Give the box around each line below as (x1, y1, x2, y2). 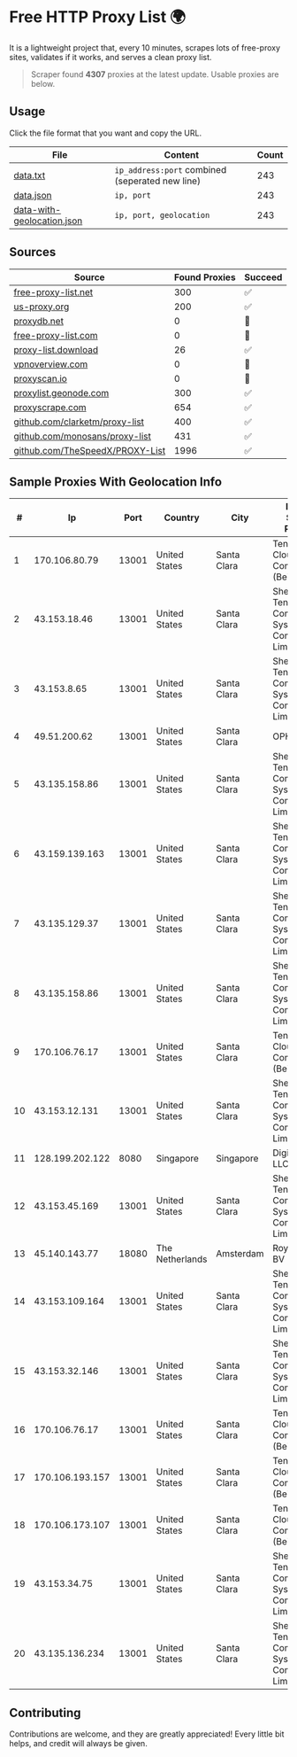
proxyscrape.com (13, 400, 87, 413)
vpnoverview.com (13, 358, 88, 370)
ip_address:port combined (114, 163, 227, 175)
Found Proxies (173, 271, 236, 284)
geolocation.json (13, 214, 83, 227)
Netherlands (156, 1253, 208, 1265)
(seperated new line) (114, 175, 202, 187)
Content (164, 148, 200, 160)
